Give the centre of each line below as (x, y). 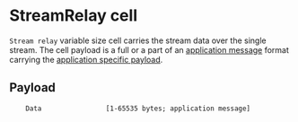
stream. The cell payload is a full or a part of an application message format (149, 49)
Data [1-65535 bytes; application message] (138, 109)
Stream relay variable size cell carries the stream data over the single (138, 40)
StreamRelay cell (73, 16)
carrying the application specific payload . (86, 59)
